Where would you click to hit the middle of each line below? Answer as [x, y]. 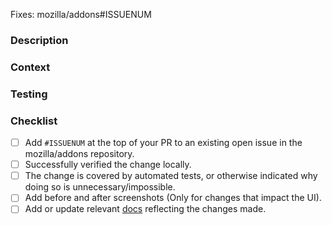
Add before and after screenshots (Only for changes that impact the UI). [173, 198]
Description [39, 40]
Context [30, 67]
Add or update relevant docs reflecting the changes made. [145, 209]
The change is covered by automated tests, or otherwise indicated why [171, 176]
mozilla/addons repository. [79, 154]
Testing [29, 94]
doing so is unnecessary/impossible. [100, 187]
